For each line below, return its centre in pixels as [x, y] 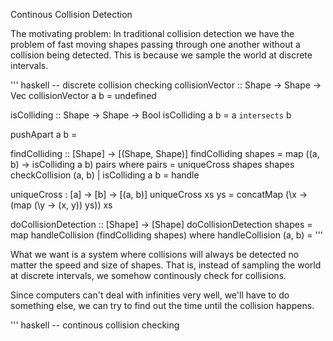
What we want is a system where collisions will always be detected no [155, 254]
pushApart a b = [44, 134]
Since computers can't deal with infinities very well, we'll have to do [150, 295]
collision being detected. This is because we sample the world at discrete [161, 55]
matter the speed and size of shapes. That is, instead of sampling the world [166, 265]
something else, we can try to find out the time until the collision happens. [162, 305]
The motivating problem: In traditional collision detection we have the [152, 33]
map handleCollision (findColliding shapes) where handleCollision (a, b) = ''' [167, 235]
